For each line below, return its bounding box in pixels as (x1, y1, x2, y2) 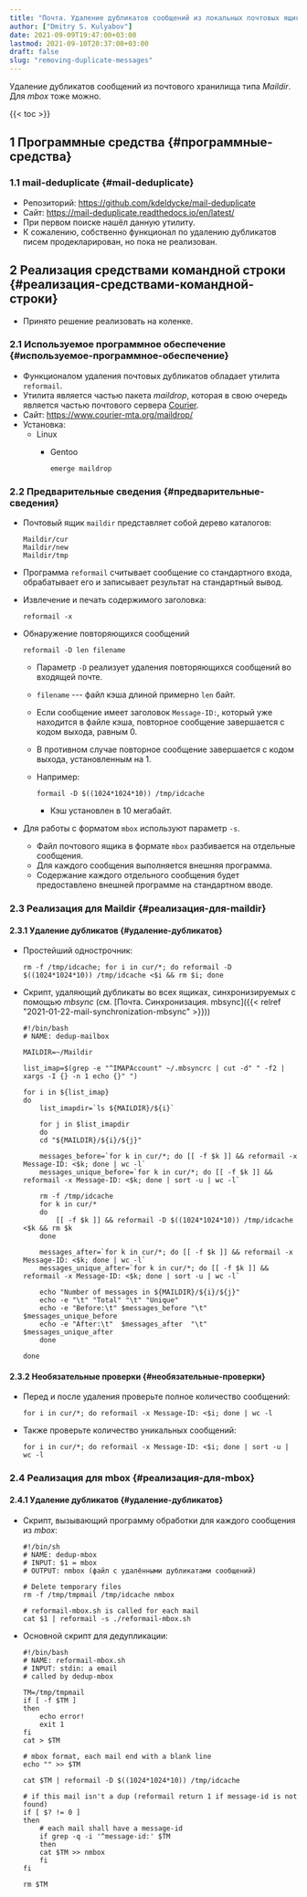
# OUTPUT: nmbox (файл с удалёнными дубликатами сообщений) (22, 1566, 257, 1575)
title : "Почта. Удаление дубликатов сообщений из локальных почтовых (9, 13, 281, 23)
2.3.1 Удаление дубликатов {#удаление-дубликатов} (9, 925, 223, 936)
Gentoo (49, 446, 79, 457)
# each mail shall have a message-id (39, 1824, 183, 1833)
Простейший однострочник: (22, 945, 133, 956)
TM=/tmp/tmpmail (22, 1688, 85, 1697)
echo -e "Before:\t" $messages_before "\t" (39, 1304, 207, 1313)
